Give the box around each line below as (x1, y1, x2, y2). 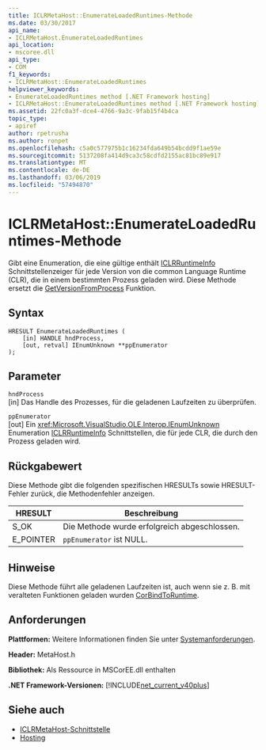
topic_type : (8, 115, 47, 123)
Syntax (8, 306, 44, 320)
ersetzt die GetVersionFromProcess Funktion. (8, 283, 157, 293)
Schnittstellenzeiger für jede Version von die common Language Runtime (8, 266, 247, 276)
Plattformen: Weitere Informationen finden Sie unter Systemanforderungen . (8, 634, 256, 644)
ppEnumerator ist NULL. (63, 534, 148, 545)
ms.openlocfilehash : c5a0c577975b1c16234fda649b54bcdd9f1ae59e (8, 144, 222, 152)
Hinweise (8, 561, 55, 574)
